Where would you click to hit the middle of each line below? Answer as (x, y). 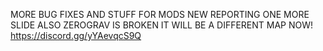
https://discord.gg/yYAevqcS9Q (76, 35)
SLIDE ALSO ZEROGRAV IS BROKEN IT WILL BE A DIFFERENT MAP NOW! (162, 25)
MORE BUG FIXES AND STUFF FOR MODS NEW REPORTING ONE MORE (160, 14)
